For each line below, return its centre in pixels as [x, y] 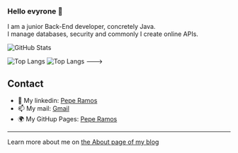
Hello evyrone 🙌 [35, 11]
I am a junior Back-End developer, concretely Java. [81, 27]
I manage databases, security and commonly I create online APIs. [103, 34]
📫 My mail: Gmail [43, 109]
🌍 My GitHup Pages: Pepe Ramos [67, 119]
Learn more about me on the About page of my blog [83, 142]
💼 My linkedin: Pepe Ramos [57, 101]
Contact [25, 84]
